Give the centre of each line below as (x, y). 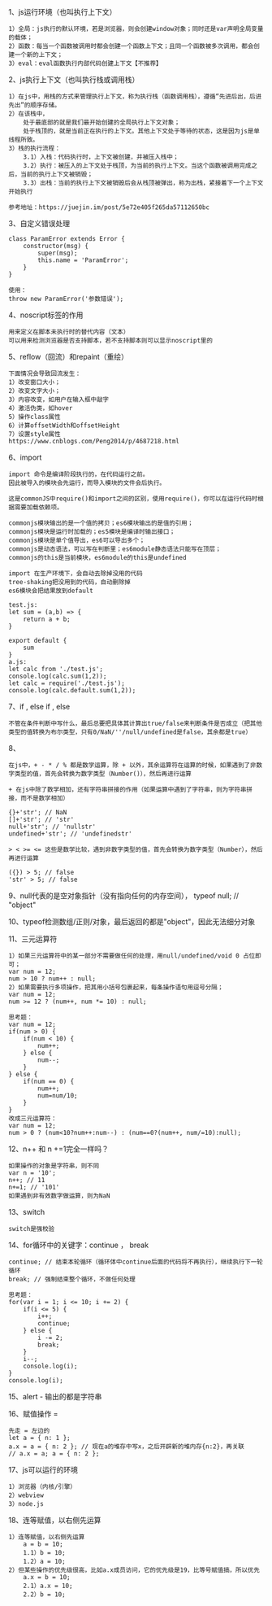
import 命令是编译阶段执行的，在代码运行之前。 (79, 474)
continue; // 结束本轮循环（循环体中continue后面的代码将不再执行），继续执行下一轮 (136, 1262)
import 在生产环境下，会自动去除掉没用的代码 (76, 574)
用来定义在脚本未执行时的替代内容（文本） (69, 332)
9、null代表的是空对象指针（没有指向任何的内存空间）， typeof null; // (124, 896)
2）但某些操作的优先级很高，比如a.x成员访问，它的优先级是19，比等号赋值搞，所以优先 (134, 1570)
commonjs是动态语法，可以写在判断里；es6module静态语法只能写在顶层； (115, 549)
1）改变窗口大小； (35, 382)
